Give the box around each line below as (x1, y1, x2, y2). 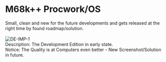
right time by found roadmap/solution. (5, 25, 84, 31)
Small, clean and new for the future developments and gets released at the (5, 20, 160, 26)
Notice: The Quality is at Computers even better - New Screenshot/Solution (5, 46, 161, 52)
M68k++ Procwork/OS (5, 3, 101, 15)
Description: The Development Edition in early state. (5, 41, 113, 47)
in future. (5, 51, 24, 58)
